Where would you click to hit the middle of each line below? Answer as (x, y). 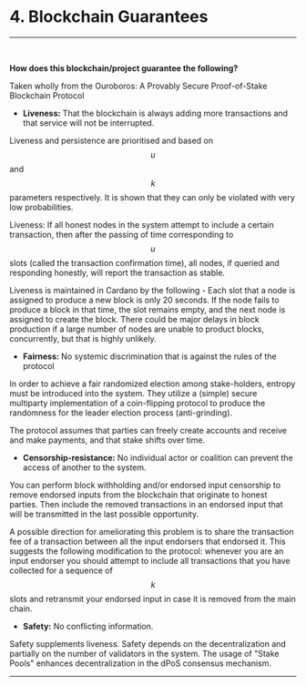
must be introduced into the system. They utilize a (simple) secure (133, 393)
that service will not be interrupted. (88, 123)
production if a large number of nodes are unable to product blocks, (137, 329)
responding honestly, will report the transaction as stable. (117, 272)
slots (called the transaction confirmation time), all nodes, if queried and (144, 262)
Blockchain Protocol (47, 95)
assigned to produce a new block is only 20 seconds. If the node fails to (144, 300)
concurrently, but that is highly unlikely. (83, 338)
